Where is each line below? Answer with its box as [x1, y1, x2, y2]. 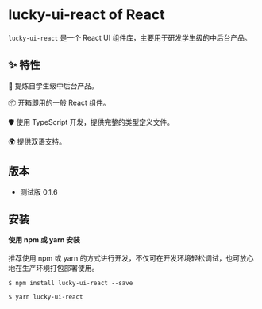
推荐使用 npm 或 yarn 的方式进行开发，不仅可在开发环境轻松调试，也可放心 [8, 253, 254, 263]
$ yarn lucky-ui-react [8, 293, 83, 301]
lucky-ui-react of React [8, 6, 165, 24]
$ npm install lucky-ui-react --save [8, 280, 133, 288]
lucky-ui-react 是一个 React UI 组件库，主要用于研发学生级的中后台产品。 [8, 33, 252, 42]
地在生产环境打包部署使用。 [8, 264, 99, 273]
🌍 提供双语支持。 [8, 137, 67, 146]
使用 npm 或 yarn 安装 [8, 235, 81, 245]
